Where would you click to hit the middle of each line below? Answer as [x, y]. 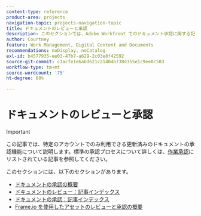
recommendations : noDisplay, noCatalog [56, 51]
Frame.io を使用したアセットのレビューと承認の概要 [79, 207]
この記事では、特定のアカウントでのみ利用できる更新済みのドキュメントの [98, 144]
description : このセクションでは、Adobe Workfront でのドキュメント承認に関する [98, 34]
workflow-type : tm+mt [33, 67]
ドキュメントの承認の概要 [46, 184]
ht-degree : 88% [25, 78]
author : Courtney [28, 39]
